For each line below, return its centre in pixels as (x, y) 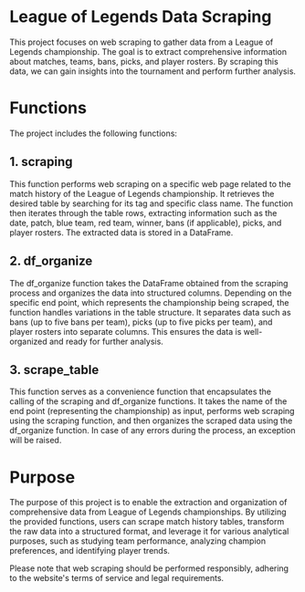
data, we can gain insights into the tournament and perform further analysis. (153, 71)
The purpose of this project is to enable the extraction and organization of (148, 503)
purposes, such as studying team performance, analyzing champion (138, 541)
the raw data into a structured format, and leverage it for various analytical (149, 532)
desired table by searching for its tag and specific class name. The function (152, 203)
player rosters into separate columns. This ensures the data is (126, 331)
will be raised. (36, 441)
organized (28, 341)
